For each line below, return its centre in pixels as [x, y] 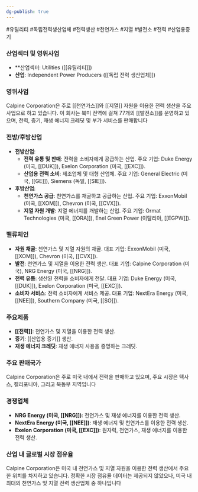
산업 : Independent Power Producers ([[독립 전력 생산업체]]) [85, 75]
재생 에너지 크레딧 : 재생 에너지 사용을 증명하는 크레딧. [76, 346]
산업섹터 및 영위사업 [33, 53]
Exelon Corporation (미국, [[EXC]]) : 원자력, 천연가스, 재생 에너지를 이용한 [101, 430]
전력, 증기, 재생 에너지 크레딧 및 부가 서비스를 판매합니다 [83, 120]
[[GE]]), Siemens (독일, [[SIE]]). [69, 181]
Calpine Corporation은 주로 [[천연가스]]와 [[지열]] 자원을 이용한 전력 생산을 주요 [99, 106]
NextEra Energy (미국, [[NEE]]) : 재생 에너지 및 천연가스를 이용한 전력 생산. [102, 422]
